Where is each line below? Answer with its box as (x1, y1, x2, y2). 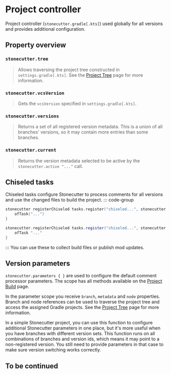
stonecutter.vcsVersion (5, 90, 65, 96)
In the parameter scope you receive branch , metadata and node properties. (5, 293, 160, 300)
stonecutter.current (5, 147, 57, 153)
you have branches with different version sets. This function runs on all (5, 331, 155, 337)
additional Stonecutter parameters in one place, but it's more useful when (5, 325, 161, 331)
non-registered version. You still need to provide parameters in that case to (5, 341, 164, 347)
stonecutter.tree (5, 56, 49, 62)
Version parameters (5, 259, 70, 268)
